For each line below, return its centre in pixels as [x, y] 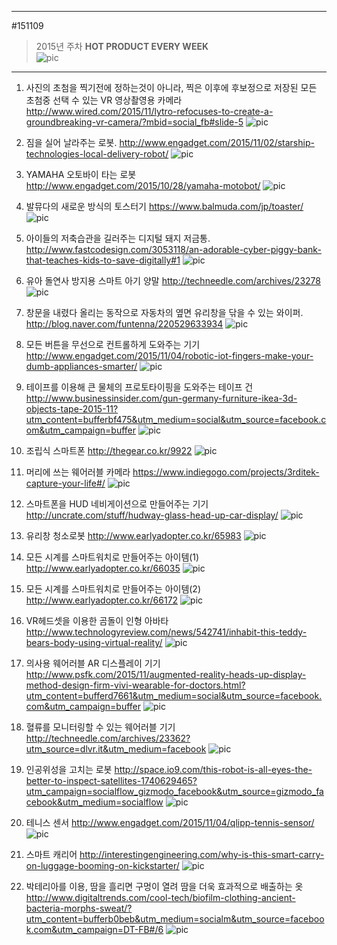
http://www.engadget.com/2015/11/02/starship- [217, 142]
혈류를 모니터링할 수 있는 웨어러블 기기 [100, 727]
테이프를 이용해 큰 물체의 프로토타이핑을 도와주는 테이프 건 [139, 387]
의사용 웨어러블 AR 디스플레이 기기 [93, 663]
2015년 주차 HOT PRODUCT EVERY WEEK [122, 46]
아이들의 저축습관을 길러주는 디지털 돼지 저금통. [118, 238]
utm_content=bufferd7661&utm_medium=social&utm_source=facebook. [174, 695]
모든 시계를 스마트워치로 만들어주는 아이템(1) [112, 557]
